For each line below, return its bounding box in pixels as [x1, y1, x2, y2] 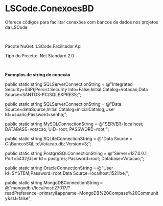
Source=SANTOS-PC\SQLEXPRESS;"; [5, 92, 82, 97]
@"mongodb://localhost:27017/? [5, 184, 70, 191]
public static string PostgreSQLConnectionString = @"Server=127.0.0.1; [5, 150, 148, 156]
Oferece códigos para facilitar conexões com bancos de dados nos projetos [5, 19, 159, 25]
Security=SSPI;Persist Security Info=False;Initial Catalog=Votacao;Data [5, 86, 148, 92]
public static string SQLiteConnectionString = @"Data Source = [5, 136, 133, 141]
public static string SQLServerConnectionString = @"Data [5, 101, 121, 107]
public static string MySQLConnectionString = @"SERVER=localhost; [5, 121, 144, 127]
